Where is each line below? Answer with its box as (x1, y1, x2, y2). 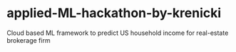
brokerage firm (6, 36, 51, 44)
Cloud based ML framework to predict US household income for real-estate (6, 28, 229, 37)
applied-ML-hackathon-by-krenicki (6, 5, 222, 21)
